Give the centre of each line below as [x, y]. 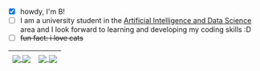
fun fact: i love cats [52, 38]
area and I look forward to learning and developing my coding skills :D [135, 30]
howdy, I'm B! [43, 12]
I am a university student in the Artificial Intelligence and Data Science [136, 21]
